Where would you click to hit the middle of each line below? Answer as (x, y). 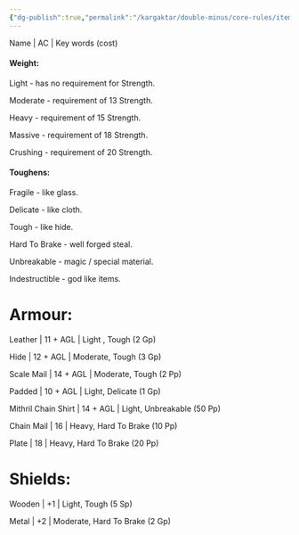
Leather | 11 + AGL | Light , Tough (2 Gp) (83, 339)
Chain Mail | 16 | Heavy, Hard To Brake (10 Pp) (93, 425)
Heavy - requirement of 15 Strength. (75, 118)
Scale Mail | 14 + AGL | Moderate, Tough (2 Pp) (96, 374)
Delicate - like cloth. (46, 210)
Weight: (24, 63)
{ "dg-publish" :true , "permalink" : (71, 17)
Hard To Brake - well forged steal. (71, 244)
